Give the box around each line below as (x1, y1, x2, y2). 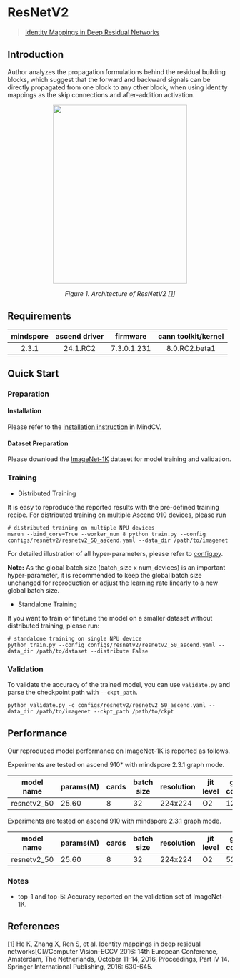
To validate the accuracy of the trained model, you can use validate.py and (7, 680, 231, 688)
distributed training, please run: (7, 621, 100, 630)
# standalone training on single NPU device (7, 635, 142, 642)
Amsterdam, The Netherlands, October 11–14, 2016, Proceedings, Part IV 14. (7, 954, 230, 963)
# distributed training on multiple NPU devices (7, 524, 155, 531)
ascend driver (55, 331, 104, 341)
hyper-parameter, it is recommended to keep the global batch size (7, 570, 202, 579)
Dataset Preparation (7, 439, 69, 448)
